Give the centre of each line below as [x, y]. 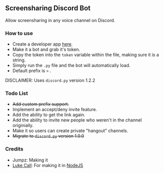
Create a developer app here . [43, 44]
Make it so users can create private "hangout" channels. [70, 131]
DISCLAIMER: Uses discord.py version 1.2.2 [50, 80]
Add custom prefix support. [41, 104]
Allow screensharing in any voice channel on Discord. [60, 20]
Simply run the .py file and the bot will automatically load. [71, 65]
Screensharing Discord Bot [48, 8]
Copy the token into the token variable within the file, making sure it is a [86, 55]
